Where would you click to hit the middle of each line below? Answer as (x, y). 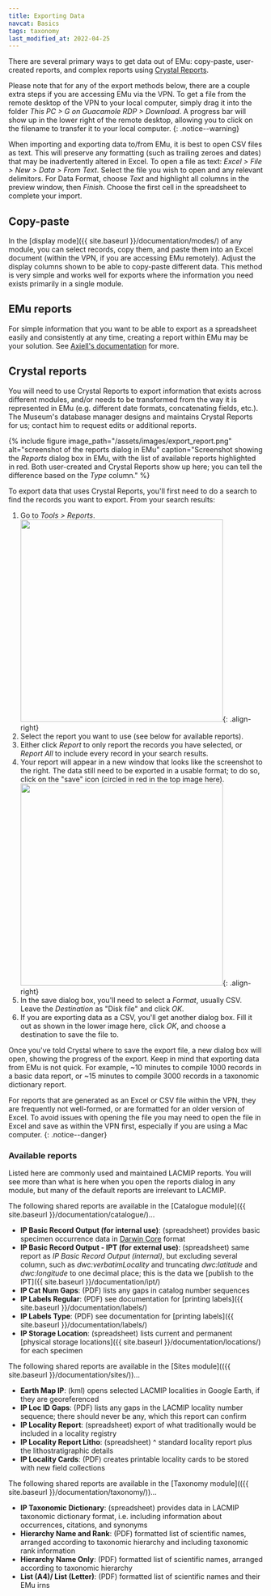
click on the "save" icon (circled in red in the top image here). (122, 779)
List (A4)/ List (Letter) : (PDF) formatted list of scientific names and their (140, 1576)
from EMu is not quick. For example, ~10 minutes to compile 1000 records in (135, 1067)
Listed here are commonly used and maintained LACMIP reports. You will (130, 1173)
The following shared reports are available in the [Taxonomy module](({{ (129, 1483)
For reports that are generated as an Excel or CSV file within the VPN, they (132, 1100)
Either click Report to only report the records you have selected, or (131, 744)
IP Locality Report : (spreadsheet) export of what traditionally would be (138, 1425)
